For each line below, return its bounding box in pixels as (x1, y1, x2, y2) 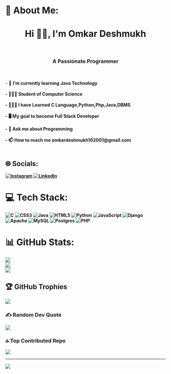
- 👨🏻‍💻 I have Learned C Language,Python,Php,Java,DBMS (5, 102, 131, 108)
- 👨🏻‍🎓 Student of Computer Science (5, 91, 82, 97)
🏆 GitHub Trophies (5, 282, 68, 291)
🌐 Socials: (5, 159, 39, 168)
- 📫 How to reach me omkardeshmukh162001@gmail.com (5, 137, 131, 143)
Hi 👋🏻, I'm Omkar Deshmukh (24, 28, 147, 40)
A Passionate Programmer (52, 58, 119, 65)
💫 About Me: (5, 5, 59, 16)
